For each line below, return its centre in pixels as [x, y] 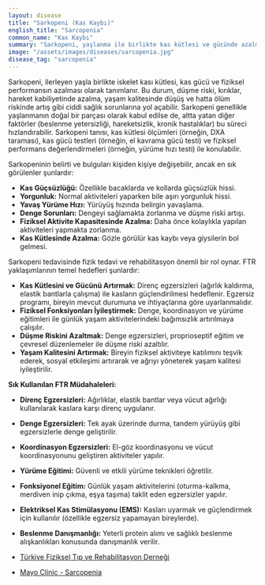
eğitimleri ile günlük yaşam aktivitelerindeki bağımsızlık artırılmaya [127, 319]
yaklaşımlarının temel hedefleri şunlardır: [74, 270]
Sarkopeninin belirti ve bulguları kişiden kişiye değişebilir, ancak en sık [122, 164]
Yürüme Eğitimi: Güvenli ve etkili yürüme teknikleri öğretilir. [116, 471]
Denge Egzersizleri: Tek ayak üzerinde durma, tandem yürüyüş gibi [130, 423]
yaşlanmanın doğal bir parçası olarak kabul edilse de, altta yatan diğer [121, 115]
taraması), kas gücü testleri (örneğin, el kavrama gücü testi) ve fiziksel [122, 140]
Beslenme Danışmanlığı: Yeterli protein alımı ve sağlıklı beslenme [126, 533]
